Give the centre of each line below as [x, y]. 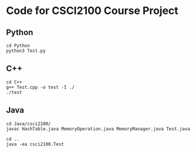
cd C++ [14, 82]
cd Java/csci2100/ [28, 124]
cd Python [18, 46]
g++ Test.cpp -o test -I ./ [40, 87]
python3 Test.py [26, 51]
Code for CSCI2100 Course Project [92, 11]
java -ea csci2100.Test [35, 144]
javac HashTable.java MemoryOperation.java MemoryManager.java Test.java [98, 129]
